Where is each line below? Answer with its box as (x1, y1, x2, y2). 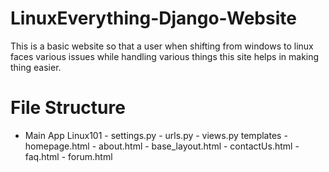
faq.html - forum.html (24, 150, 113, 162)
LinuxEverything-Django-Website (10, 7, 297, 30)
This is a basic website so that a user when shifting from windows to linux (10, 40, 314, 52)
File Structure (10, 97, 126, 119)
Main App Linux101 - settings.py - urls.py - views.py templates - (24, 129, 288, 141)
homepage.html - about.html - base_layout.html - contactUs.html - (24, 140, 300, 152)
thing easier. (10, 61, 62, 73)
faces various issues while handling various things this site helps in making (10, 50, 320, 62)
